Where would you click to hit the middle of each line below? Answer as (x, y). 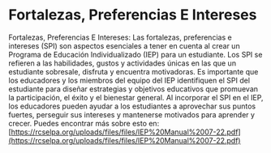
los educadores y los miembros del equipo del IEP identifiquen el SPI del (129, 80)
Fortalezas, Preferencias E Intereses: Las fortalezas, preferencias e (120, 37)
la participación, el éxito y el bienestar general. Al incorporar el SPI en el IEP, (136, 97)
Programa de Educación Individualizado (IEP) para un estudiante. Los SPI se (135, 54)
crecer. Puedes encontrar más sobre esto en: (84, 123)
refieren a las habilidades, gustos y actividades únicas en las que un (123, 63)
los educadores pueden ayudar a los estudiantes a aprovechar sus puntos (132, 106)
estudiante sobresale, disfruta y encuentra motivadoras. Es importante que (133, 71)
